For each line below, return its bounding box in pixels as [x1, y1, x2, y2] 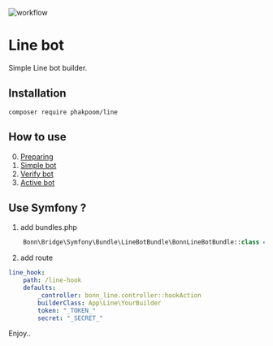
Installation [8, 86, 67, 101]
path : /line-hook [23, 276, 82, 284]
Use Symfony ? [8, 201, 87, 214]
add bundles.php [19, 223, 77, 232]
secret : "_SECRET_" [37, 314, 104, 322]
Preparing [19, 151, 54, 162]
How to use [8, 130, 67, 144]
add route [19, 253, 54, 263]
